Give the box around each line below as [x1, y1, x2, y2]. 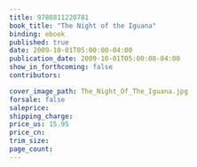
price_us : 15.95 [9, 120, 69, 129]
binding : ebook [9, 29, 66, 38]
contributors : [9, 71, 62, 80]
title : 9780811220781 [9, 12, 90, 22]
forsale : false [9, 95, 66, 104]
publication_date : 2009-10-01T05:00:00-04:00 [9, 54, 180, 63]
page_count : [9, 145, 53, 154]
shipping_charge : [9, 112, 74, 121]
